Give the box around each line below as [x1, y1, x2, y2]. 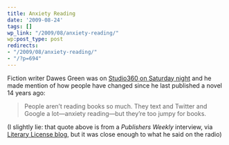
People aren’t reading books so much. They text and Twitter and [24, 101, 208, 110]
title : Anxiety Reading [7, 10, 76, 17]
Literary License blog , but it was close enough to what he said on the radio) [7, 130, 223, 138]
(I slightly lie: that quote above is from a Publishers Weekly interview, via [7, 122, 213, 131]
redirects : [7, 42, 39, 49]
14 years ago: [7, 88, 46, 97]
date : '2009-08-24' [7, 17, 64, 23]
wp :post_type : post [7, 36, 64, 43]
